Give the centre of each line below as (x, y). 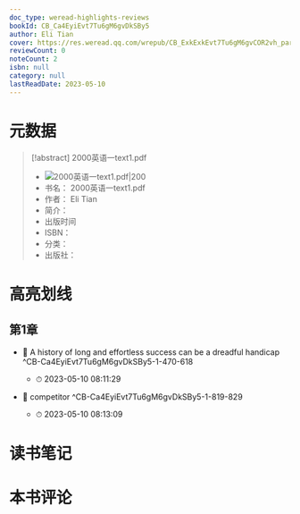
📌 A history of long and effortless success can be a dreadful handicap (151, 352)
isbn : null (29, 68)
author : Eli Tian (42, 34)
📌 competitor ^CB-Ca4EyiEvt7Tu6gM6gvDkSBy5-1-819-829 (132, 396)
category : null (37, 76)
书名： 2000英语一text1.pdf (95, 188)
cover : (21, 42)
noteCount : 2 (33, 59)
